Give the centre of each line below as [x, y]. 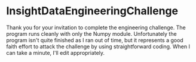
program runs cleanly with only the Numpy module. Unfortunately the [92, 33]
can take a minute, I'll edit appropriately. [56, 52]
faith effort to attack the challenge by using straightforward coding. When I [98, 46]
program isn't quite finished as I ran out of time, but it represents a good [95, 40]
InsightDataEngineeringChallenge [92, 11]
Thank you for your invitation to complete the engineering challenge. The [96, 27]
